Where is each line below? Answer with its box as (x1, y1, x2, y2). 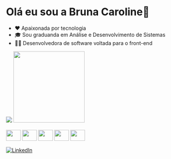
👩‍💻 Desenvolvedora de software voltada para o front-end (14, 39, 153, 46)
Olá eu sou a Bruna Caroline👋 (6, 5, 150, 19)
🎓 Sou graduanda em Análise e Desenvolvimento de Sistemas (14, 31, 166, 38)
